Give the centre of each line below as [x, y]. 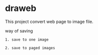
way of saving [19, 31]
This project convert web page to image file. [49, 22]
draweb [21, 8]
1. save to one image [27, 39]
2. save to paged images [30, 48]
